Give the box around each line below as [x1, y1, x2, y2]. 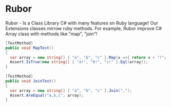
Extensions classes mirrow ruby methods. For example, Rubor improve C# [5, 25, 162, 31]
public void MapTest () [5, 45, 54, 50]
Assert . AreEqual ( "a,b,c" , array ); [10, 93, 84, 98]
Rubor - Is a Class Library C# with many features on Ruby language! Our [5, 20, 158, 26]
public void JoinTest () [5, 78, 56, 84]
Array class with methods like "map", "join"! [5, 31, 98, 37]
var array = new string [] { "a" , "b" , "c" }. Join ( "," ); [10, 88, 132, 93]
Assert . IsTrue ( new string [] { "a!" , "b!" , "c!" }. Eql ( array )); [10, 60, 148, 65]
